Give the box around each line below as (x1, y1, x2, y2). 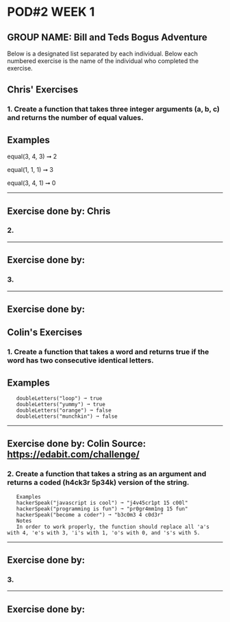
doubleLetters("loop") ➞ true (16, 395, 103, 402)
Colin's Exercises (7, 327, 83, 338)
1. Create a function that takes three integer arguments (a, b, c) (7, 104, 220, 114)
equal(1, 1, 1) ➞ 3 (7, 166, 53, 174)
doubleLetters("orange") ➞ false (16, 407, 112, 414)
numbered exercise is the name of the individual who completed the (7, 57, 199, 65)
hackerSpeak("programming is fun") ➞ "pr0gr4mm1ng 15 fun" (16, 505, 188, 512)
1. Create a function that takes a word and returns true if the (7, 347, 209, 357)
